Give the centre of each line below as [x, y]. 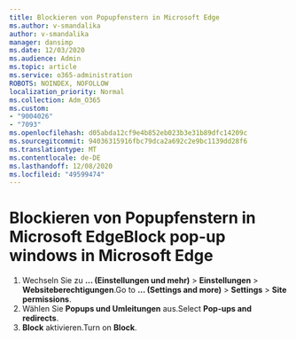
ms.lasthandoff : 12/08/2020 [61, 166]
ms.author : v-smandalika [55, 26]
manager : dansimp [41, 42]
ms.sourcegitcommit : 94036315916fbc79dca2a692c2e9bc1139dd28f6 [129, 141]
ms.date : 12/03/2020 [47, 51]
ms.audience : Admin [45, 59]
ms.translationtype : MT [53, 149]
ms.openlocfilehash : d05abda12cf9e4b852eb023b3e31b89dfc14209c [129, 133]
